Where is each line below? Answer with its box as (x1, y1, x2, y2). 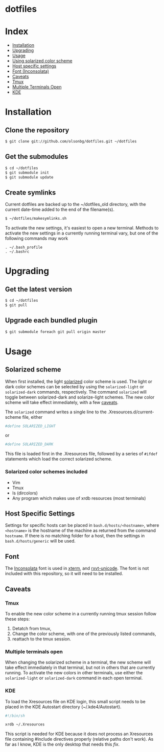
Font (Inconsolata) (12, 68, 49, 74)
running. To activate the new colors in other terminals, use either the (5, 670, 143, 676)
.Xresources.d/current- (107, 409, 154, 415)
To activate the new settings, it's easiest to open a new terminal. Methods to (5, 225, 159, 231)
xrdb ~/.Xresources (5, 722, 45, 727)
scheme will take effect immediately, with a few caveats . (5, 399, 119, 405)
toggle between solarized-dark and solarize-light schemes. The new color (5, 394, 155, 400)
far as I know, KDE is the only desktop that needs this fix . (5, 741, 120, 748)
